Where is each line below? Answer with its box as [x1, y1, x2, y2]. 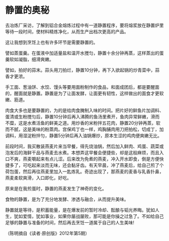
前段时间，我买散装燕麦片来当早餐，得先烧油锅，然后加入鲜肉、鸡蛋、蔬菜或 [5, 143, 164, 149]
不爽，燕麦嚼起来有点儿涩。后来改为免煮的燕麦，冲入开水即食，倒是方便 [9, 156, 159, 162]
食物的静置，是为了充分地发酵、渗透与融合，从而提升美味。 [5, 196, 129, 202]
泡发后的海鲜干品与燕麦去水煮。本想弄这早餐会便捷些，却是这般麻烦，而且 [5, 149, 159, 155]
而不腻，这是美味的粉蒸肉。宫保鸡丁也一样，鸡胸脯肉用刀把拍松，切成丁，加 [5, 126, 164, 132]
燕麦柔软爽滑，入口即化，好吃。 [5, 174, 71, 180]
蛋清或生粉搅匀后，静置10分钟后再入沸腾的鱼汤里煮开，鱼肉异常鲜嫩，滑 [5, 113, 155, 119]
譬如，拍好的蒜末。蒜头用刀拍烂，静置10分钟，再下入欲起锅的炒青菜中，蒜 [5, 67, 160, 73]
